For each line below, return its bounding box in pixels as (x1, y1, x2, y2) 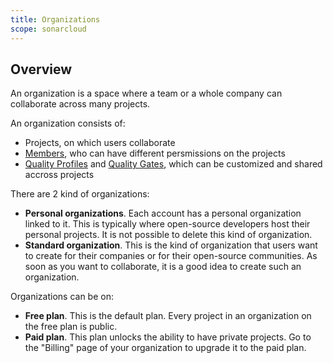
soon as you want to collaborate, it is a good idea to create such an (24, 261, 302, 273)
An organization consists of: (10, 117, 126, 130)
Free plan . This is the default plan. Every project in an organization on (24, 310, 312, 322)
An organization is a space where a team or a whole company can (10, 87, 283, 100)
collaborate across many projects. (10, 98, 151, 110)
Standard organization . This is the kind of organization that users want (24, 239, 318, 251)
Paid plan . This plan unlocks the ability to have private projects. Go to (24, 331, 312, 343)
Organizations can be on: (10, 291, 114, 303)
